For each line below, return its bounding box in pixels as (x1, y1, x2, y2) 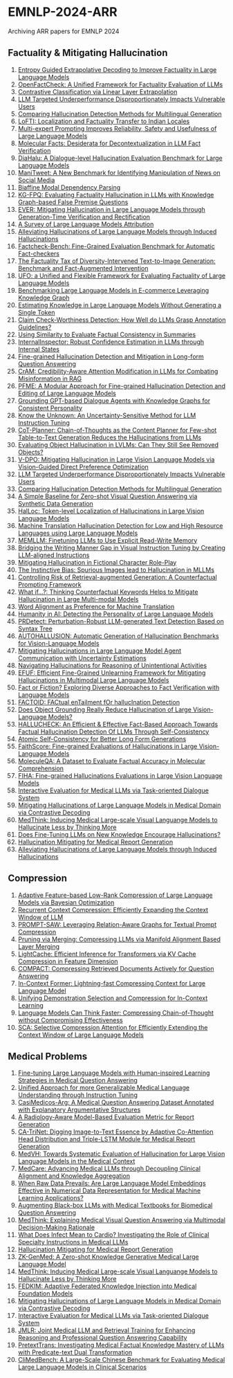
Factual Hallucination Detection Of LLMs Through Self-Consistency (17, 727, 209, 736)
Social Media (17, 176, 55, 184)
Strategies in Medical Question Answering (17, 1076, 138, 1085)
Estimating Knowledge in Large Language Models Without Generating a (17, 300, 222, 309)
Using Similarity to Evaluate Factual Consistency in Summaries (17, 330, 196, 338)
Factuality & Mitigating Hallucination (8, 47, 168, 59)
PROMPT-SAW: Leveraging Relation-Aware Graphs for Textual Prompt (17, 920, 217, 928)
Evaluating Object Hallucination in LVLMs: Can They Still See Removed (17, 440, 218, 448)
